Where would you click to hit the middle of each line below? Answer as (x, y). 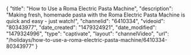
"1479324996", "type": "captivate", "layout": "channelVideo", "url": (87, 34)
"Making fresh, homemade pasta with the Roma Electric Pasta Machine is (96, 15)
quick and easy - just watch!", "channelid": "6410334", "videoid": (85, 21)
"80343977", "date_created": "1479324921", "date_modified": (82, 27)
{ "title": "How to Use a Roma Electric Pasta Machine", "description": (90, 9)
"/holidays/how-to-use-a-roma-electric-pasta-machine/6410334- (87, 40)
